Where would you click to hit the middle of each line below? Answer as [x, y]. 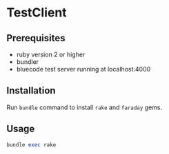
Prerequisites [36, 38]
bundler [28, 62]
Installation [31, 91]
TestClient [37, 13]
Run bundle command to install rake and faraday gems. [84, 107]
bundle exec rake [31, 145]
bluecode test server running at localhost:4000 [83, 69]
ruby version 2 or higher [51, 54]
